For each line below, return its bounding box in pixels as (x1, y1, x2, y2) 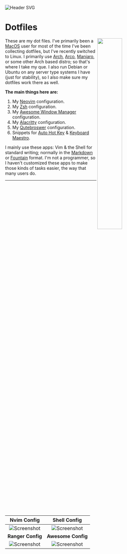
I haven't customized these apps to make (5, 160, 88, 166)
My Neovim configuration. (12, 98, 65, 104)
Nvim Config (9, 516, 40, 523)
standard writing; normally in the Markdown (5, 149, 93, 155)
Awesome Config (46, 532, 88, 539)
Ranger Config (7, 532, 42, 539)
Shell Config (52, 516, 82, 523)
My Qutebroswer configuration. (12, 124, 76, 130)
